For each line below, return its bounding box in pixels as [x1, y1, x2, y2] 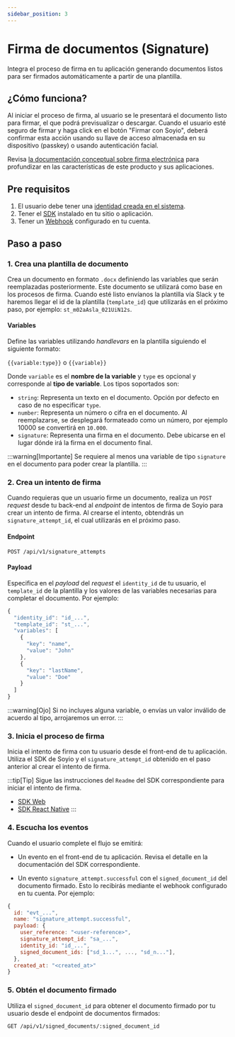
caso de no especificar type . [17, 401, 101, 410]
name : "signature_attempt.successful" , [13, 916, 132, 923]
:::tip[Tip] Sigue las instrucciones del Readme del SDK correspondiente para [7, 776, 225, 785]
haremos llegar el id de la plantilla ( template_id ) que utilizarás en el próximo [7, 297, 229, 306]
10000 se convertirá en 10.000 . [17, 423, 108, 432]
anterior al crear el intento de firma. [7, 763, 111, 771]
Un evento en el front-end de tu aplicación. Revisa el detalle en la [17, 852, 208, 861]
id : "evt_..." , [13, 909, 59, 917]
